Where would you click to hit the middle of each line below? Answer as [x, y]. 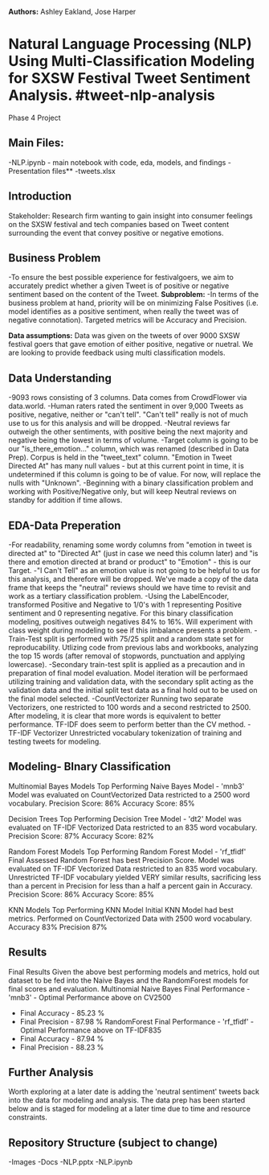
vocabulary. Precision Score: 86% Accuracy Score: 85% [102, 803]
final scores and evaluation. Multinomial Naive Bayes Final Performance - [129, 988]
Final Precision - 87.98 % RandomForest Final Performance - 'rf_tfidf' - [137, 1021]
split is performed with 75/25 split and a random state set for [144, 639]
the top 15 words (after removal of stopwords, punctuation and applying [127, 656]
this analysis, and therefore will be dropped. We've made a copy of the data [133, 579]
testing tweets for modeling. [55, 741]
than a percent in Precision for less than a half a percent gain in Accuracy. [130, 885]
